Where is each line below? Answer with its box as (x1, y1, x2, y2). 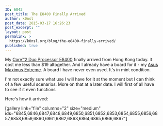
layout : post (5, 30, 32, 34)
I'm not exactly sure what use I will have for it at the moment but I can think (5, 76, 155, 82)
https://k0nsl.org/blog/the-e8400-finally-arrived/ (9, 39, 116, 44)
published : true (5, 43, 38, 48)
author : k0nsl (5, 16, 34, 21)
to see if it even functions (5, 86, 56, 92)
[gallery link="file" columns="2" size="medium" (5, 105, 101, 111)
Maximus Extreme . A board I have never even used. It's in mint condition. (5, 66, 151, 73)
